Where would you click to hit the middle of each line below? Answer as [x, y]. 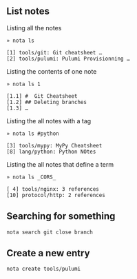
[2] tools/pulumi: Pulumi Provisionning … [68, 59]
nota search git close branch [50, 232]
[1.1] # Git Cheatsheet [42, 96]
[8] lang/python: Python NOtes [51, 152]
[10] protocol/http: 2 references [56, 195]
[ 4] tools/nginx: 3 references [53, 189]
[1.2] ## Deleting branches [47, 102]
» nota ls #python [33, 134]
